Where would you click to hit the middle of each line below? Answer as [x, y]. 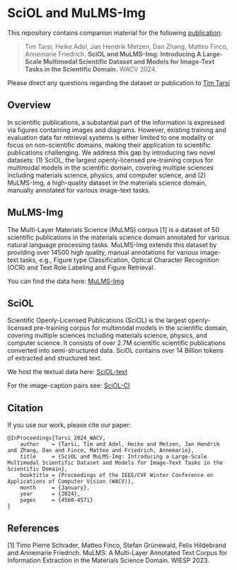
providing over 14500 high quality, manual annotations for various [103, 252]
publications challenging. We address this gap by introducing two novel [111, 152]
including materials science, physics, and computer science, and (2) [107, 175]
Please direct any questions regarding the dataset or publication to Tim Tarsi [118, 82]
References [33, 528]
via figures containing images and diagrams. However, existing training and [117, 130]
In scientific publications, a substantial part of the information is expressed [116, 122]
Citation [25, 408]
